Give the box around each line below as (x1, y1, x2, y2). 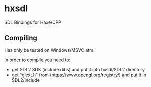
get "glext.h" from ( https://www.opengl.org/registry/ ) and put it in (11, 72, 147, 78)
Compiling (4, 34, 38, 42)
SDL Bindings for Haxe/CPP (4, 19, 62, 25)
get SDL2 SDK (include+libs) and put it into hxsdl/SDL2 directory (11, 66, 145, 72)
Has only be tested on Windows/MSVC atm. (4, 47, 95, 53)
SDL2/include (11, 77, 40, 83)
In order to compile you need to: (4, 57, 71, 63)
